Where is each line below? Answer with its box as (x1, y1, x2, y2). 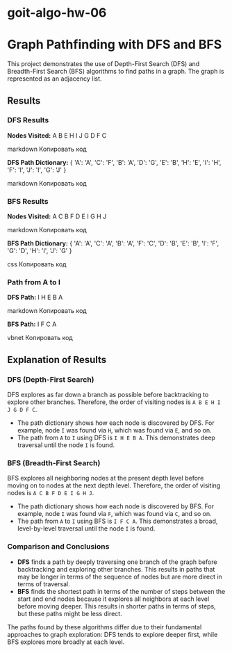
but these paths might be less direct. (17, 609, 123, 618)
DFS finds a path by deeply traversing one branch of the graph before (17, 558, 217, 566)
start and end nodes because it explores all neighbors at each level (17, 595, 210, 603)
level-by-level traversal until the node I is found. (17, 524, 156, 533)
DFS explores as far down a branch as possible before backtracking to (7, 391, 209, 399)
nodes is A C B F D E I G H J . (7, 489, 94, 497)
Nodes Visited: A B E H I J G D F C (7, 131, 107, 140)
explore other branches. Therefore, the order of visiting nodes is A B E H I (7, 398, 221, 406)
